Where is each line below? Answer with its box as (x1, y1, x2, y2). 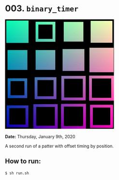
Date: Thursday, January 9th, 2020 (5, 133, 75, 139)
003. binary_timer (5, 3, 79, 14)
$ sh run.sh (5, 171, 29, 176)
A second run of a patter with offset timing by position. (5, 143, 114, 149)
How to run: (5, 157, 41, 165)
